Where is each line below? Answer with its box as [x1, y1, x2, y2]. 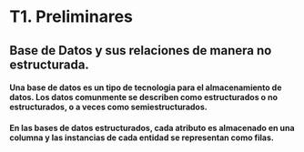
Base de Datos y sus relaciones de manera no [9, 43, 272, 58]
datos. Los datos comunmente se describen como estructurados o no [9, 92, 278, 103]
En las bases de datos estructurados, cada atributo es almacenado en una [9, 122, 295, 133]
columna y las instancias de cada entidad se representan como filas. [9, 132, 275, 143]
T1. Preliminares [9, 6, 134, 27]
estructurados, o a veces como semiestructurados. [9, 102, 208, 113]
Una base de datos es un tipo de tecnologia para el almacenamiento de [9, 82, 282, 93]
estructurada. [9, 56, 89, 72]
